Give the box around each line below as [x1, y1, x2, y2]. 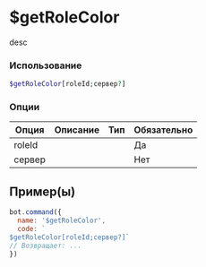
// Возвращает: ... [9, 241, 82, 250]
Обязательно [133, 124, 193, 136]
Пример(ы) [9, 184, 76, 199]
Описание [54, 124, 100, 136]
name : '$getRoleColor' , [17, 216, 106, 226]
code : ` [17, 224, 47, 233]
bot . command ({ [9, 208, 63, 217]
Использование [9, 59, 82, 72]
